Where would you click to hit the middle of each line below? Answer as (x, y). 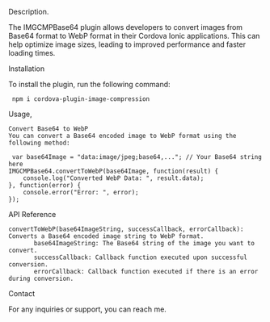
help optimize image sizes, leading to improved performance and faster (127, 44)
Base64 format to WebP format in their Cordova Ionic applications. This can (134, 36)
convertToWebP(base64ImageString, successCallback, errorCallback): (126, 229)
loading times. (32, 53)
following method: (39, 143)
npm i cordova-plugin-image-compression (81, 99)
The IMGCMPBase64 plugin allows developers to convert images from (126, 27)
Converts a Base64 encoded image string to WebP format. (106, 236)
